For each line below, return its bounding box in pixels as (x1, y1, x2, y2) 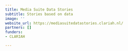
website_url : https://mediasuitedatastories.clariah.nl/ (5, 20, 124, 26)
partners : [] (5, 25, 32, 30)
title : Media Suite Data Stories (5, 7, 73, 12)
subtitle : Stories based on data (5, 12, 73, 17)
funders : (5, 30, 23, 34)
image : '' (5, 16, 25, 21)
